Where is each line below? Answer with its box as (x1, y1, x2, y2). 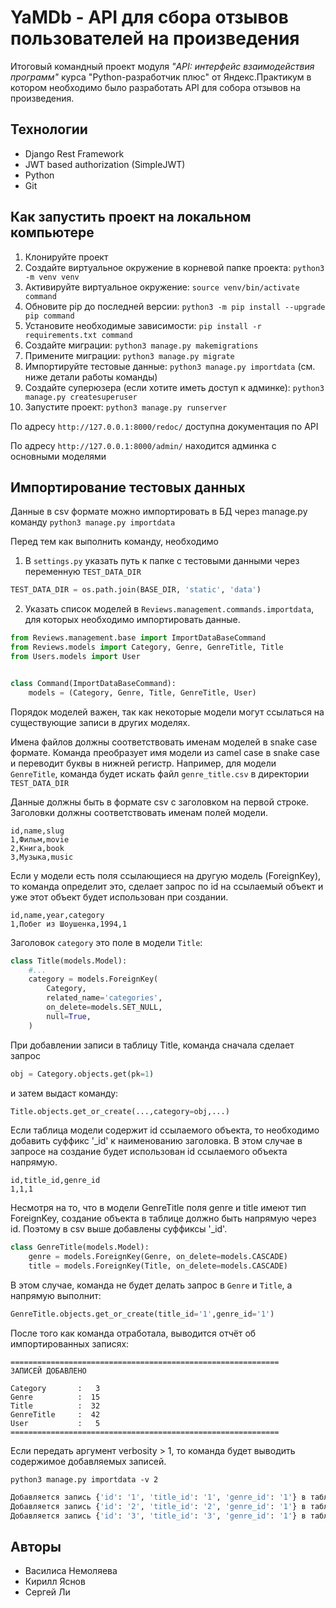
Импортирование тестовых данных (10, 479, 246, 496)
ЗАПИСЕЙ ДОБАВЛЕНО (10, 1366, 87, 1376)
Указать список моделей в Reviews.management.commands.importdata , (24, 603, 315, 615)
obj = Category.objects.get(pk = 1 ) (10, 1069, 155, 1079)
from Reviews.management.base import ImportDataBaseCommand (10, 633, 267, 643)
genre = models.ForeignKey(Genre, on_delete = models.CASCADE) (28, 1252, 288, 1262)
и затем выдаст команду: (10, 1087, 119, 1099)
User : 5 (10, 1418, 101, 1428)
